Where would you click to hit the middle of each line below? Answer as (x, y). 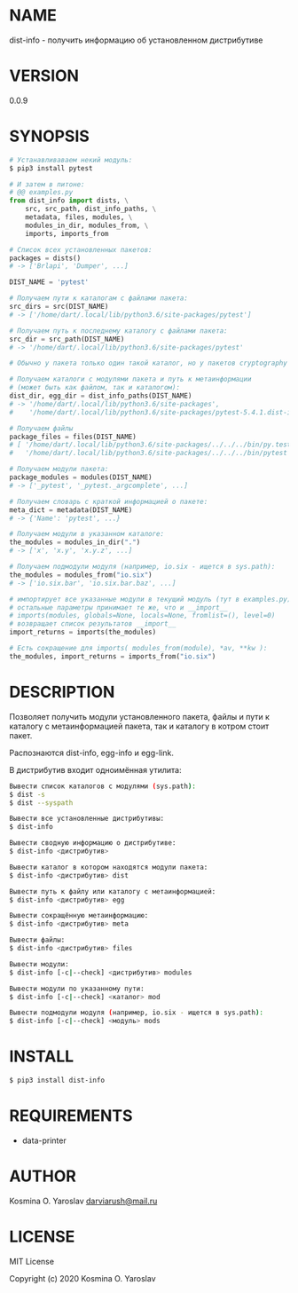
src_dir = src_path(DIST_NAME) (67, 339)
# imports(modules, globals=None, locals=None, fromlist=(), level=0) (142, 616)
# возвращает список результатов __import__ (93, 624)
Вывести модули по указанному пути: (77, 989)
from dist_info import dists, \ (69, 201)
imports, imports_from (67, 233)
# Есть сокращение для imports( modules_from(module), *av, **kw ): (138, 649)
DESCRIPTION (62, 692)
